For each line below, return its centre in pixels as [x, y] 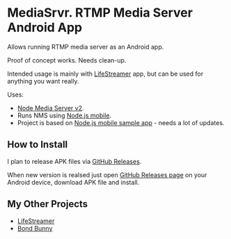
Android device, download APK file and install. [73, 182]
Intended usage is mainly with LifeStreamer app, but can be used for [105, 74]
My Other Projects [48, 204]
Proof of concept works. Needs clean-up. [67, 60]
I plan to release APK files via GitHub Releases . [74, 161]
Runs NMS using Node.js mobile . [64, 115]
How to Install [38, 145]
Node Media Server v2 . [51, 108]
